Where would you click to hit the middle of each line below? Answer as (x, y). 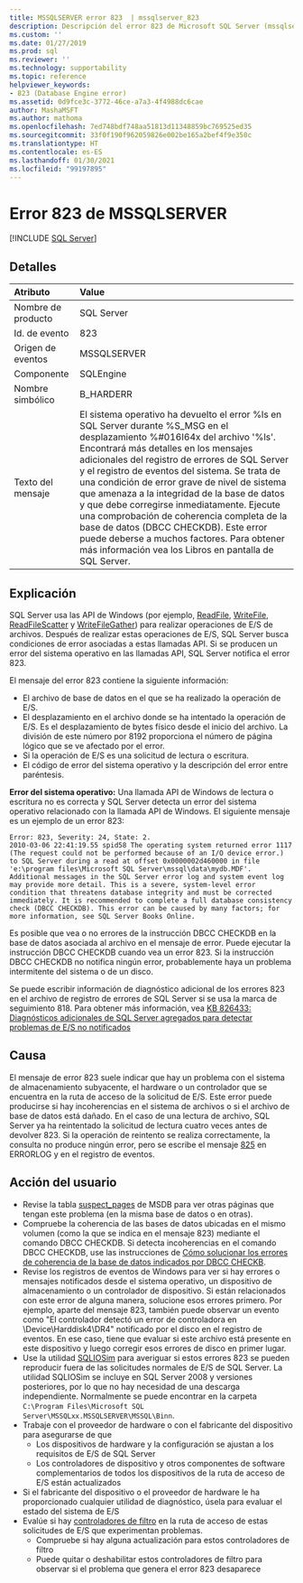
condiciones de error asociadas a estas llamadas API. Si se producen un (143, 643)
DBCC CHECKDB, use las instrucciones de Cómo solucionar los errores (155, 1252)
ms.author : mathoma (46, 118)
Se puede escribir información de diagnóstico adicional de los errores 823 (147, 988)
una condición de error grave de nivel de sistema (183, 482)
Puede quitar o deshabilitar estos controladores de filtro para (149, 1559)
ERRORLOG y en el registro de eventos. (82, 1154)
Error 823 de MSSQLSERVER (118, 213)
